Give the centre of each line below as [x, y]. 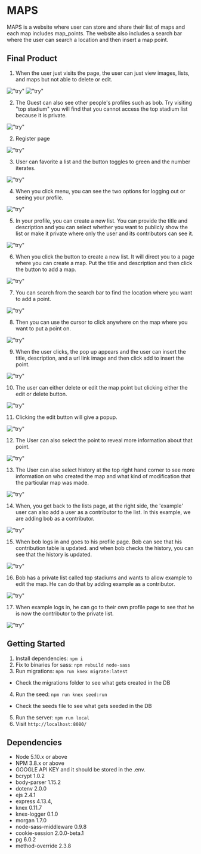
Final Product [32, 58]
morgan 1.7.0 [31, 820]
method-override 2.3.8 [43, 846]
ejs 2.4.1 [25, 795]
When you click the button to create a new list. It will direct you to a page [105, 256]
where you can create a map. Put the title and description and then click [104, 263]
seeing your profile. [39, 197]
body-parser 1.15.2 [38, 782]
